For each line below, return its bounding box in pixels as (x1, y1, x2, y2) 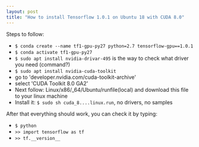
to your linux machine (14, 92, 68, 100)
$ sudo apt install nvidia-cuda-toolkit (14, 68, 116, 74)
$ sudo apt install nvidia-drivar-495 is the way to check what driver (14, 55, 189, 62)
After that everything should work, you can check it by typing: (6, 110, 157, 117)
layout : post (6, 8, 39, 15)
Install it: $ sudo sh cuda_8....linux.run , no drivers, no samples (14, 98, 173, 106)
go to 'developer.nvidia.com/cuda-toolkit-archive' (14, 73, 137, 81)
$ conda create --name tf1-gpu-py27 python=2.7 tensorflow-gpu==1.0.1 (14, 43, 194, 49)
